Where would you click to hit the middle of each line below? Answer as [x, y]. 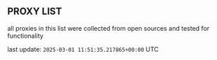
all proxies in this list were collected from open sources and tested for [108, 28]
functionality [25, 36]
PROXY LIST [35, 12]
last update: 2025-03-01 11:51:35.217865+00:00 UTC [83, 49]
